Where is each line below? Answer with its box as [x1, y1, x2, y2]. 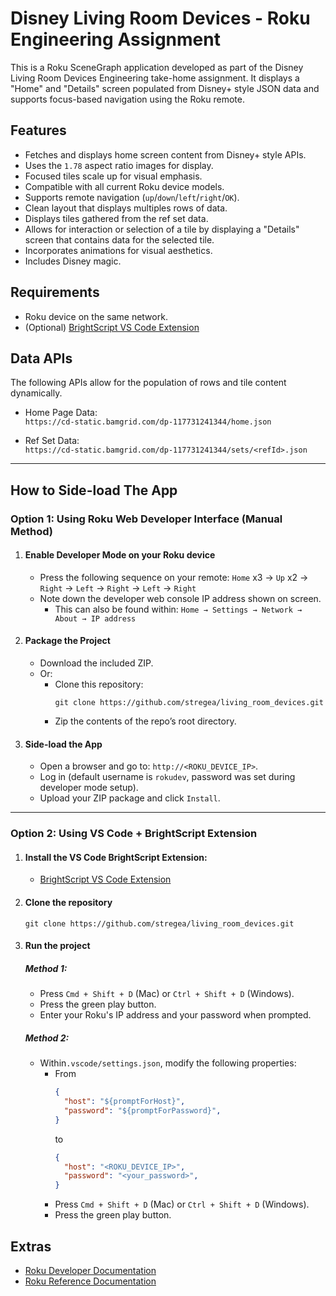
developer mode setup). [39, 782, 139, 794]
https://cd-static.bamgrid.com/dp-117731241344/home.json [24, 417, 272, 427]
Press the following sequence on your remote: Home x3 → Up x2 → [39, 571, 309, 583]
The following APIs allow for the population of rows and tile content [10, 377, 287, 389]
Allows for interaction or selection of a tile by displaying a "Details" [24, 223, 300, 235]
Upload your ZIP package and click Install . [39, 792, 221, 804]
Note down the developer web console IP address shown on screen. [39, 592, 322, 604]
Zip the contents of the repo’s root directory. [54, 715, 237, 727]
